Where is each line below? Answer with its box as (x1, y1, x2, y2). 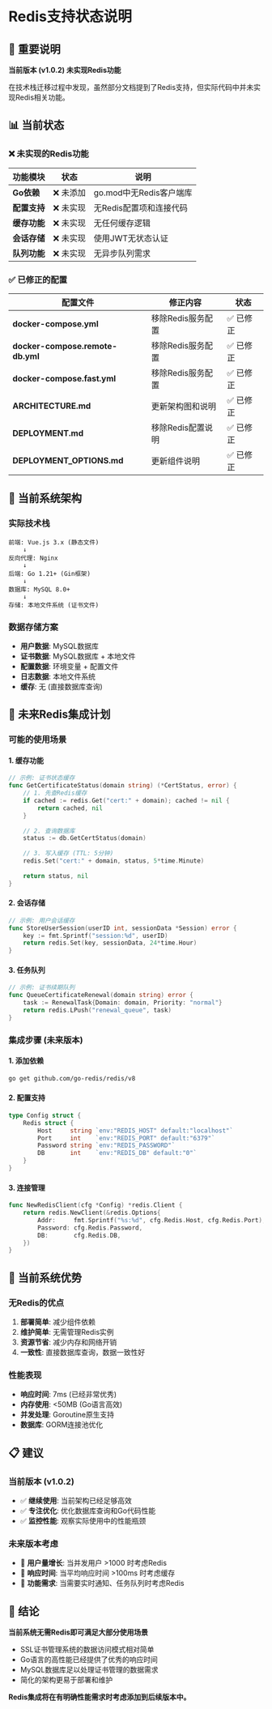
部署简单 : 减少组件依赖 (19, 1317, 96, 1327)
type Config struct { (8, 1111, 82, 1119)
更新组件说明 (151, 455, 201, 467)
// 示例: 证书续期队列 (8, 983, 75, 992)
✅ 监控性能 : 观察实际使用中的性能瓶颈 (19, 1515, 147, 1525)
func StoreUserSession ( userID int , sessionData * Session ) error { (8, 924, 237, 932)
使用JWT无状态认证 (93, 232, 168, 244)
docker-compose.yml (12, 318, 99, 329)
